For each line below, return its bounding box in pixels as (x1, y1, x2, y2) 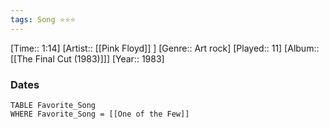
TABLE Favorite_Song (10, 100, 97, 110)
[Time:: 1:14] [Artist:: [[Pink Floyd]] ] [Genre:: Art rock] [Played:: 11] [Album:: (10, 42, 320, 54)
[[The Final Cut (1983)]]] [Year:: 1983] (10, 52, 165, 65)
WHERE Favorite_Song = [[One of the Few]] (10, 109, 190, 119)
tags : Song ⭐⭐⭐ (10, 14, 76, 25)
